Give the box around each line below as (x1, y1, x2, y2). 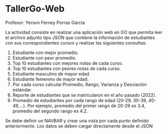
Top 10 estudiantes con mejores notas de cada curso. (12, 60, 123, 66)
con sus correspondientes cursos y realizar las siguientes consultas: (5, 39, 147, 45)
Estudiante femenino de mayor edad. (12, 76, 89, 82)
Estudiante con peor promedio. (12, 54, 77, 60)
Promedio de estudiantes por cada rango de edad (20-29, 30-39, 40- (12, 97, 156, 103)
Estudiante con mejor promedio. (12, 49, 79, 55)
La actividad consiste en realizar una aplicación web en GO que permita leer (5, 29, 163, 35)
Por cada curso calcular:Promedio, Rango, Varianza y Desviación (12, 81, 147, 87)
